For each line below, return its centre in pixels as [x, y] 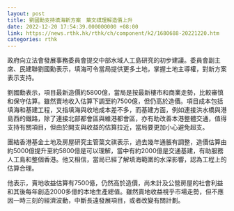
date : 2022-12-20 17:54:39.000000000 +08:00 [73, 26]
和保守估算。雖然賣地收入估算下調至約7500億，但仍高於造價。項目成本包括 [115, 101]
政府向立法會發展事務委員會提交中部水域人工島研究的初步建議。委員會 [108, 61]
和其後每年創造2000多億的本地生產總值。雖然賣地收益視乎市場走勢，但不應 [116, 192]
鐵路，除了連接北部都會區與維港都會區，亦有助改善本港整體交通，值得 [126, 118]
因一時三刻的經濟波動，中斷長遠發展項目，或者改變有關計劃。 [96, 201]
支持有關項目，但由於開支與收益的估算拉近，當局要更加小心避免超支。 [108, 127]
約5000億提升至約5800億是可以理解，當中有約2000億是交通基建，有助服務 [116, 151]
